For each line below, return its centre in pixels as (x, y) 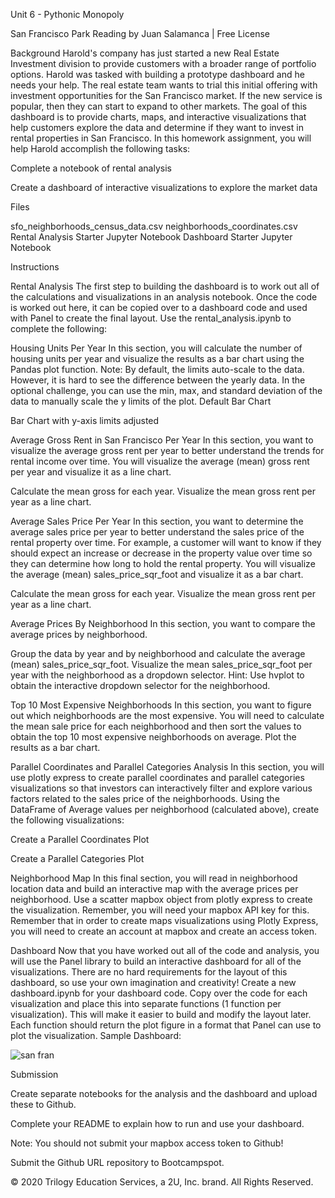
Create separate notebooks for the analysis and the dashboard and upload (164, 1093)
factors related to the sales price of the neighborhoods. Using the (145, 798)
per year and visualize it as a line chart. (91, 472)
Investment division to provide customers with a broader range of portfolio (163, 63)
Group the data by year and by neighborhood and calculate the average (158, 653)
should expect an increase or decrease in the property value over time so (161, 553)
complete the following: (59, 328)
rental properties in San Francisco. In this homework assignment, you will (161, 138)
